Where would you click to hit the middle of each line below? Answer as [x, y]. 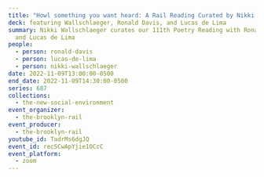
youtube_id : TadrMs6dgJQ [49, 139]
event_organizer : [37, 110]
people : [21, 45]
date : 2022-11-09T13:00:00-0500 [61, 74]
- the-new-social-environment [64, 103]
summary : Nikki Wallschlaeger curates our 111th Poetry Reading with [125, 30]
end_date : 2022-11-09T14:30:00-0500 [68, 81]
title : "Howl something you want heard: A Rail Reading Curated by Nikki [132, 15]
